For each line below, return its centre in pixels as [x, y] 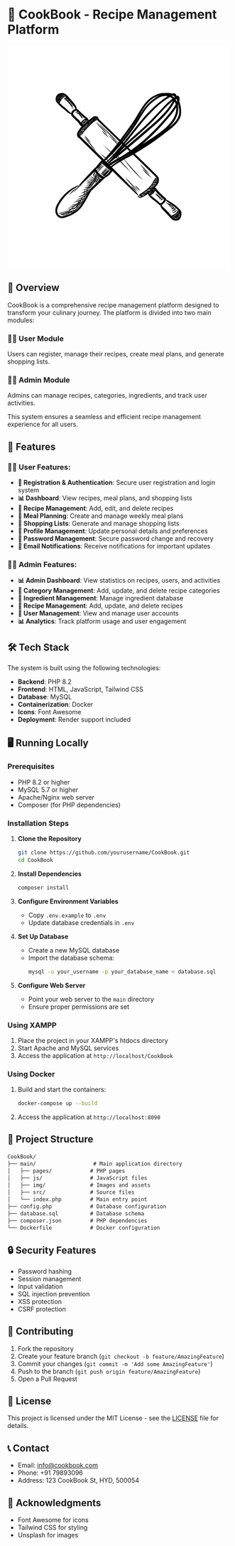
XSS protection [40, 1301]
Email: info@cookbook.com [58, 1466]
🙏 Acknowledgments [54, 1503]
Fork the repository [46, 1348]
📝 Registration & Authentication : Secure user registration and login [116, 482]
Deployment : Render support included [74, 720]
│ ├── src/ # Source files [71, 1192]
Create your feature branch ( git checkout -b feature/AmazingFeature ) [121, 1356]
